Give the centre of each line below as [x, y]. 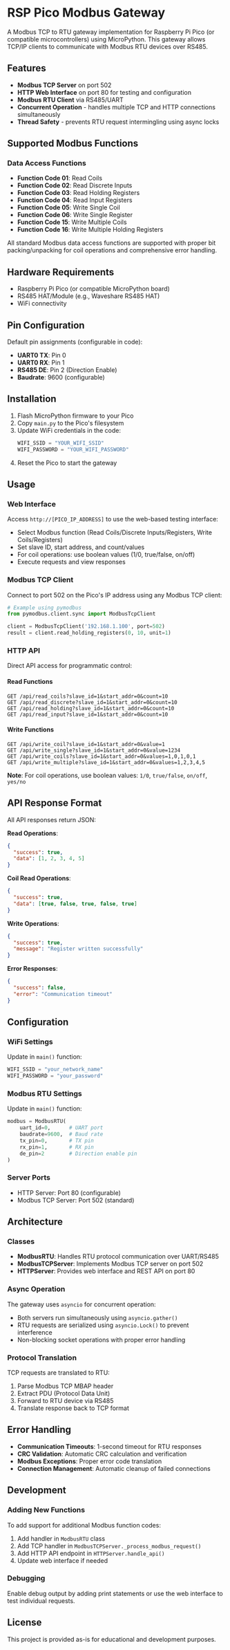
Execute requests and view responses [71, 562]
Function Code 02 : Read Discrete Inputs [75, 185]
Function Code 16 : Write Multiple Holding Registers [90, 230]
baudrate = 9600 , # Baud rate [61, 1134]
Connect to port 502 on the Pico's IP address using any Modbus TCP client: [115, 595]
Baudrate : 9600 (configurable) [61, 378]
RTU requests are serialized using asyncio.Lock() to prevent [103, 1325]
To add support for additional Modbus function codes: [84, 1525]
